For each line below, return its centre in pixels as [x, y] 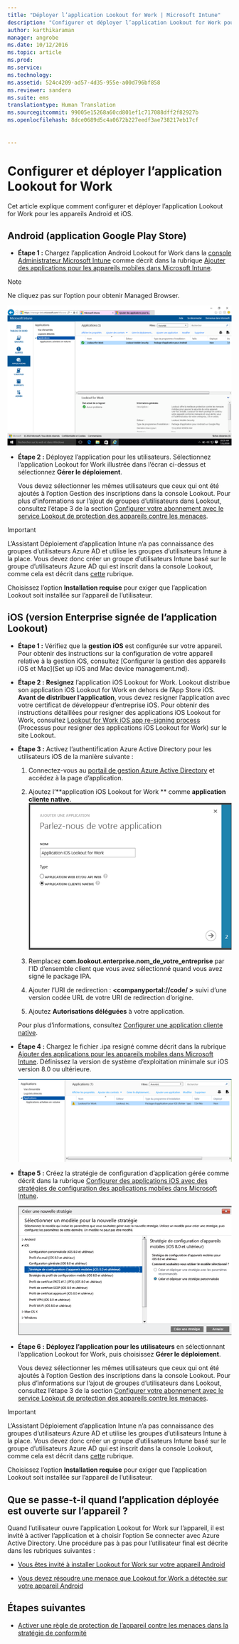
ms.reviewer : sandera [39, 90]
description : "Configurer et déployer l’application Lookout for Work [114, 22]
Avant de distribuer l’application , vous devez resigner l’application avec [124, 697]
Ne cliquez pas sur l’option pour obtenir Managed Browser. [94, 296]
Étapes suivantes [47, 1608]
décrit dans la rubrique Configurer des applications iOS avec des [112, 1180]
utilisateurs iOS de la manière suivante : [75, 756]
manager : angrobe [33, 38]
